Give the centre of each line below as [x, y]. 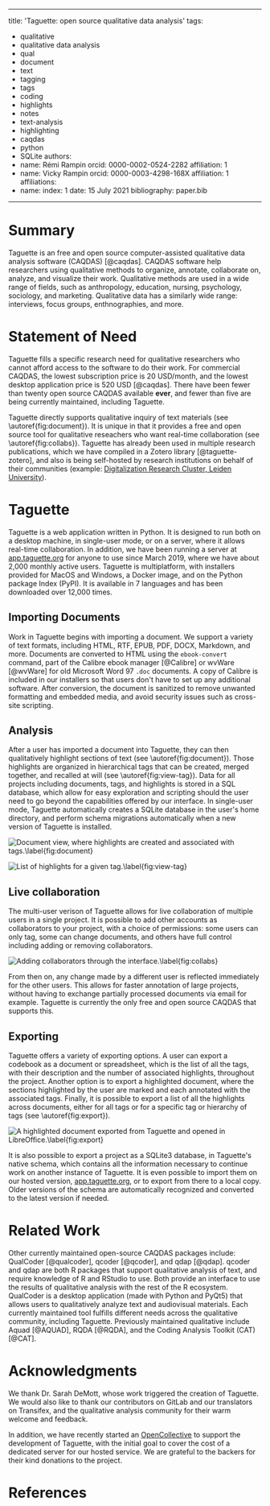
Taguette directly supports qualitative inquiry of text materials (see [119, 417]
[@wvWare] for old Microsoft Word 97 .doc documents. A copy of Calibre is [133, 671]
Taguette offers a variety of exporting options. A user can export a [118, 1056]
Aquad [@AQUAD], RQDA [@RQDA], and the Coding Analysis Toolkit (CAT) [132, 1330]
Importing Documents [64, 617]
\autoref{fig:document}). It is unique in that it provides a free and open [125, 426]
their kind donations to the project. [65, 1460]
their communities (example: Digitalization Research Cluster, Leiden [120, 469]
